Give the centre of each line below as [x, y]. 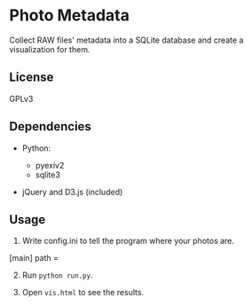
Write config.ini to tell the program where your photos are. [128, 241]
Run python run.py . [57, 275]
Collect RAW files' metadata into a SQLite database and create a [126, 40]
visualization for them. [50, 49]
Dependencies [50, 126]
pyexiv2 [50, 165]
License [31, 78]
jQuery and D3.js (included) [72, 192]
